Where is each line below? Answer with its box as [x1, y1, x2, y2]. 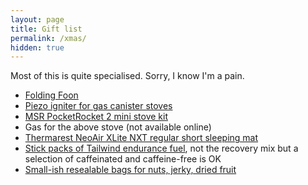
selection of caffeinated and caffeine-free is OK [24, 153, 222, 165]
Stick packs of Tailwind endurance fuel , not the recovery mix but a [24, 142, 299, 155]
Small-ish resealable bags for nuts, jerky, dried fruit [24, 164, 237, 176]
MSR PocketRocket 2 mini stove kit [24, 111, 169, 123]
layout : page [10, 14, 65, 25]
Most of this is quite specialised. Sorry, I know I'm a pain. [10, 70, 245, 82]
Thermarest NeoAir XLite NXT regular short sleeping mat [24, 132, 259, 144]
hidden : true [10, 42, 65, 53]
